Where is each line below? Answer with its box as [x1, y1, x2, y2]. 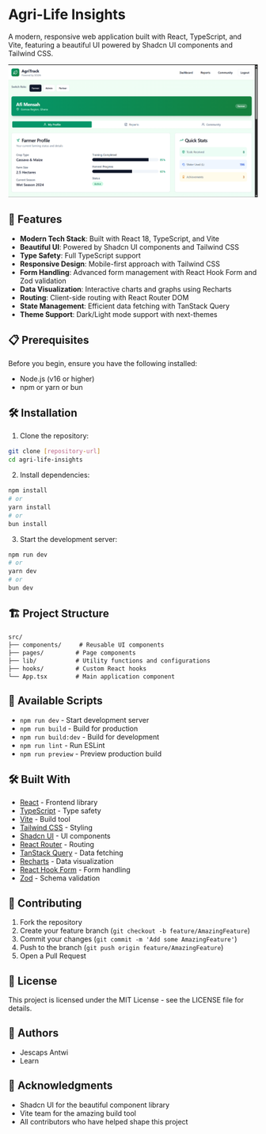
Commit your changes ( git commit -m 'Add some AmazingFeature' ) [19, 934, 237, 944]
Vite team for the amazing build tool [19, 1108, 137, 1118]
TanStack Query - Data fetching [19, 848, 124, 857]
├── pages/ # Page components [8, 648, 136, 657]
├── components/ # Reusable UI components [8, 640, 165, 649]
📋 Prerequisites [8, 334, 89, 347]
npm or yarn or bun [19, 382, 83, 391]
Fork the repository [19, 918, 83, 927]
